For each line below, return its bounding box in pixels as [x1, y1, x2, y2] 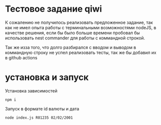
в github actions [5, 54, 38, 60]
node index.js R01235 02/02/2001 [5, 115, 73, 120]
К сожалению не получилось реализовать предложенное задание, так [5, 19, 153, 25]
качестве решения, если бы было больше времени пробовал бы [5, 30, 140, 36]
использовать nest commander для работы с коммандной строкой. [5, 35, 145, 41]
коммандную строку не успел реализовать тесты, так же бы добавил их [5, 50, 157, 55]
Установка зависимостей [5, 88, 58, 93]
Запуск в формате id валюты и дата [5, 106, 80, 111]
